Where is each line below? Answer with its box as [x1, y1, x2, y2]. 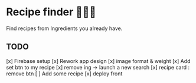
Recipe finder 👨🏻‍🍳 [6, 5, 96, 19]
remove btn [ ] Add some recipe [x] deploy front [6, 70, 123, 77]
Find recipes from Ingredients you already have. [6, 25, 123, 32]
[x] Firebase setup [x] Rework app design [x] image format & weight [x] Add [6, 57, 191, 64]
